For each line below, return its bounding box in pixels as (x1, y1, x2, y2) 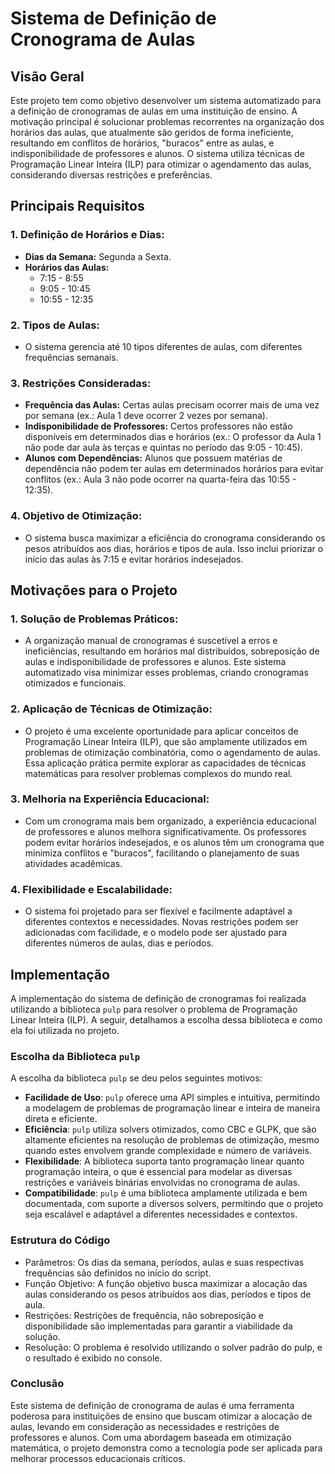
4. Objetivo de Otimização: (10, 509, 143, 523)
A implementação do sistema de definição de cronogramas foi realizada (10, 992, 307, 1004)
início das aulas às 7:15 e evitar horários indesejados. (24, 553, 244, 565)
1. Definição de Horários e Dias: (10, 228, 165, 242)
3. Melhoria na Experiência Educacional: (10, 792, 210, 806)
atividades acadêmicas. (24, 857, 123, 869)
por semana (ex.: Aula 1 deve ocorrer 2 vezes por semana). (24, 410, 268, 422)
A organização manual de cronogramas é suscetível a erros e (24, 635, 278, 647)
